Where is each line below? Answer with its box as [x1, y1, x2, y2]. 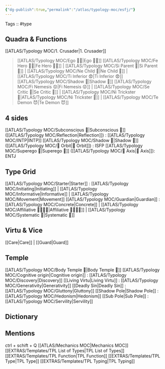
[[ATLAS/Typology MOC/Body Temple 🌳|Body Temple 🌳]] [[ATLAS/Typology [5, 267, 160, 273]
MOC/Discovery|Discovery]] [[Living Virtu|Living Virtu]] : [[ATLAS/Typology [5, 277, 159, 283]
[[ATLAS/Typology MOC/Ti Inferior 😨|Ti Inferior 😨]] [17, 74, 123, 79]
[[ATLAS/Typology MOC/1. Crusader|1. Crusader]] [5, 48, 106, 54]
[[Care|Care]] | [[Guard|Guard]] [5, 239, 69, 245]
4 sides [5, 114, 29, 122]
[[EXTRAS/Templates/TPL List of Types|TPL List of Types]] [5, 347, 125, 353]
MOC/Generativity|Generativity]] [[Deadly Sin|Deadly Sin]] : [5, 282, 127, 289]
